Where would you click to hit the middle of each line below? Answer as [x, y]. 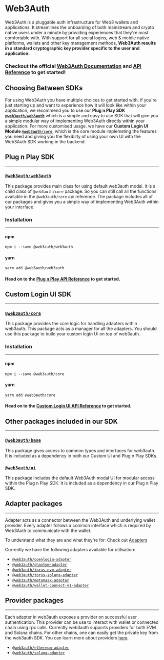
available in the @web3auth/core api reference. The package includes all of [79, 196]
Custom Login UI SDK [38, 294]
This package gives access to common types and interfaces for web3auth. [80, 450]
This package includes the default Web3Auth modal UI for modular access [80, 478]
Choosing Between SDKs [44, 88]
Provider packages [34, 600]
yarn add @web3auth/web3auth [35, 268]
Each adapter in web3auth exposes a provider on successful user [71, 617]
